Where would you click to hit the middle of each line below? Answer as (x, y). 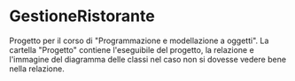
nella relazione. (37, 69)
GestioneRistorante (82, 16)
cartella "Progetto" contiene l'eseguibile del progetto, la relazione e (132, 49)
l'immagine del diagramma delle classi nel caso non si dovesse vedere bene (147, 59)
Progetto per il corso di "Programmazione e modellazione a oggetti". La (139, 40)
